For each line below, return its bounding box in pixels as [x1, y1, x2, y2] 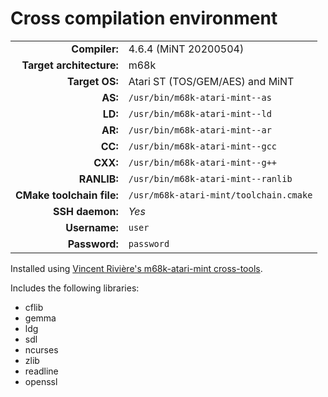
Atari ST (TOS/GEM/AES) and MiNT [128, 74, 295, 88]
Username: [65, 220, 119, 234]
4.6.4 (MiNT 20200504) [128, 42, 245, 56]
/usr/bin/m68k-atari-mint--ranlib [128, 173, 293, 184]
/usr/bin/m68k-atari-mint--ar [128, 124, 272, 136]
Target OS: [66, 74, 119, 88]
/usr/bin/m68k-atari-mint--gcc [128, 140, 278, 152]
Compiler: [71, 42, 119, 56]
